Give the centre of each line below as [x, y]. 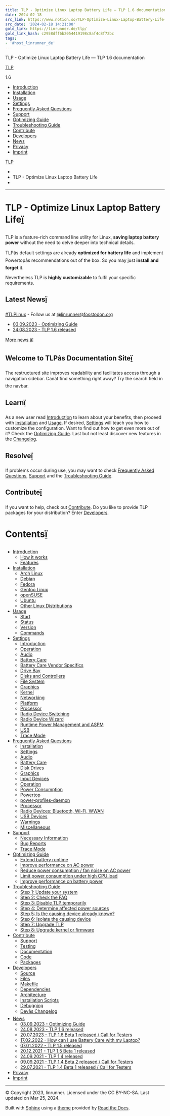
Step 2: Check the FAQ [44, 897]
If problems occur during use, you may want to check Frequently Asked [80, 470]
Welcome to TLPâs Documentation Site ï [69, 358]
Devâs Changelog [39, 1011]
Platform [29, 703]
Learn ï [16, 402]
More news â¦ [19, 340]
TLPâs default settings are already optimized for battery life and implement [84, 253]
